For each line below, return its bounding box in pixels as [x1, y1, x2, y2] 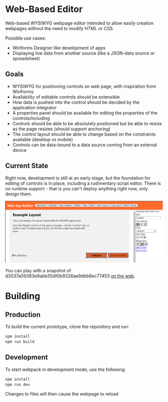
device [12, 147, 26, 153]
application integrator [12, 104, 57, 111]
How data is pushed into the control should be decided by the [12, 99, 140, 105]
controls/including [12, 115, 50, 121]
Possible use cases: [5, 35, 46, 41]
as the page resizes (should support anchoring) [12, 126, 111, 132]
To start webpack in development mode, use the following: [5, 366, 126, 372]
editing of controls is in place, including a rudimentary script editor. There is [5, 180, 161, 186]
